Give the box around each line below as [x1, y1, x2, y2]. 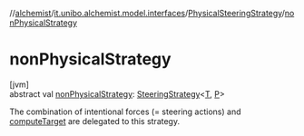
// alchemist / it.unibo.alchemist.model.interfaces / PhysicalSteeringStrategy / [9, 8, 286, 18]
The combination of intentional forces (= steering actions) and [9, 106, 242, 117]
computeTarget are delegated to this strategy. [9, 115, 180, 126]
